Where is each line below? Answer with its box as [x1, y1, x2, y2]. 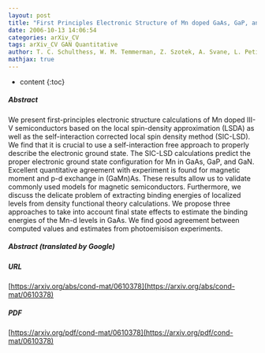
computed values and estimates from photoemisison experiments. [8, 224, 223, 233]
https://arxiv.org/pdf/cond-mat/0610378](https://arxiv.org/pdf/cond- [10, 328, 233, 337]
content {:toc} [19, 76, 65, 87]
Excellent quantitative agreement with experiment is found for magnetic [8, 165, 241, 174]
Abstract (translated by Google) [8, 242, 116, 251]
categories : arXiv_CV [8, 33, 80, 42]
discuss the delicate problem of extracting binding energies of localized [8, 190, 241, 199]
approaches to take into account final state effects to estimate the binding [8, 206, 248, 217]
